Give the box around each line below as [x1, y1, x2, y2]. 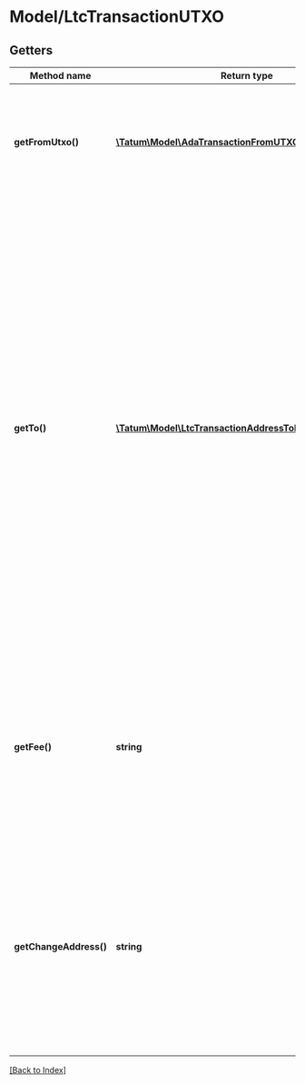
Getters [9, 43, 54, 58]
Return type [221, 70, 274, 82]
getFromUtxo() [14, 136, 79, 148]
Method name [29, 70, 92, 82]
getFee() [14, 741, 53, 753]
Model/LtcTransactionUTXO [9, 6, 225, 27]
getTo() [14, 422, 47, 434]
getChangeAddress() [14, 941, 107, 952]
